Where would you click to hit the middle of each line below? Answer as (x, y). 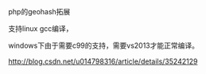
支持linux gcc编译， (41, 29)
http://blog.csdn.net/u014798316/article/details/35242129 (103, 61)
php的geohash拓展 (39, 12)
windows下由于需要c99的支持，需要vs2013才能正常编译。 (104, 45)
